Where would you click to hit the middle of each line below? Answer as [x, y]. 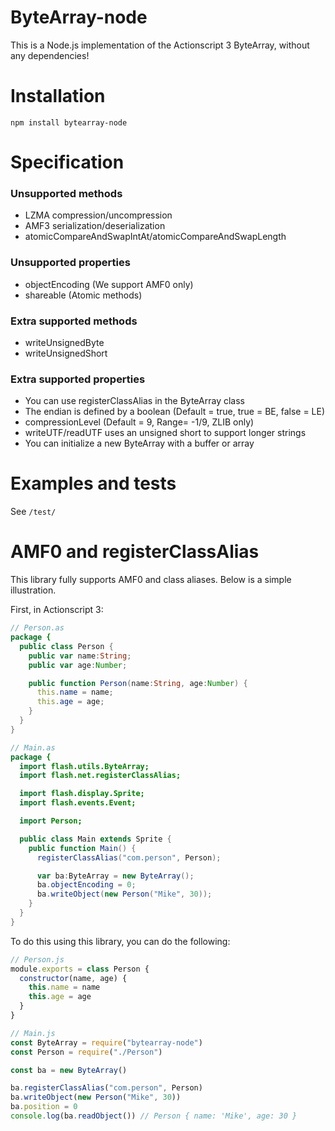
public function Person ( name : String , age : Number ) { [138, 683]
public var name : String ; [80, 656]
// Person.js [37, 959]
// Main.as [33, 747]
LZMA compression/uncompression [98, 215]
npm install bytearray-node [69, 122]
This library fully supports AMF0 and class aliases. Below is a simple [151, 580]
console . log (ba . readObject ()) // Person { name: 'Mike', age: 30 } [154, 1116]
